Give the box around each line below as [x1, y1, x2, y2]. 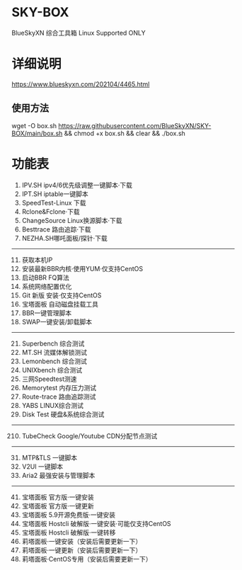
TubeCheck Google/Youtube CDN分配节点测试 [21, 431, 158, 440]
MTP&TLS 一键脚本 [21, 453, 78, 462]
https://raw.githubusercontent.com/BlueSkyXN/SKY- [58, 121, 212, 130]
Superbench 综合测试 [21, 339, 85, 348]
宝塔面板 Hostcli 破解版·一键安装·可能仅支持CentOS [21, 519, 172, 528]
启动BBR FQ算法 [21, 273, 70, 282]
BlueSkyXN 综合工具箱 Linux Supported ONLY [11, 28, 146, 37]
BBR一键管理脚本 [21, 309, 72, 317]
